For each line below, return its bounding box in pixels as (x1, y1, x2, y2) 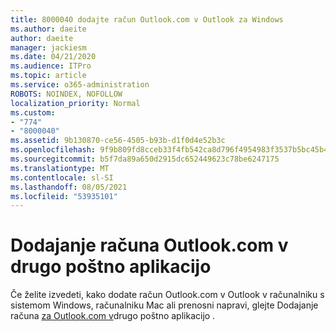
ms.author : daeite (10, 24, 87, 34)
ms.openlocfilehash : (10, 145, 97, 155)
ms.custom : (10, 107, 56, 118)
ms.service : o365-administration (10, 80, 150, 90)
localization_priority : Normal (10, 98, 141, 108)
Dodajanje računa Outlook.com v (10, 234, 289, 257)
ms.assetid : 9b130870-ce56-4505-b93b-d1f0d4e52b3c (10, 136, 226, 146)
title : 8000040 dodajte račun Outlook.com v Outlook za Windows (10, 14, 284, 25)
